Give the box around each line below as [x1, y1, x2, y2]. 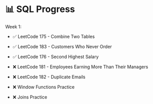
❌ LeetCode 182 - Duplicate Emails [12, 74, 86, 80]
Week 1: [5, 23, 22, 30]
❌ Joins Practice [12, 94, 47, 100]
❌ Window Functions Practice [12, 84, 75, 90]
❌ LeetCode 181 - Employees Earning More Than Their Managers [12, 64, 148, 70]
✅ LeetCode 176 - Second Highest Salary [12, 54, 99, 60]
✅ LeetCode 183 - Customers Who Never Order [12, 43, 112, 49]
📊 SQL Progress [5, 4, 75, 15]
